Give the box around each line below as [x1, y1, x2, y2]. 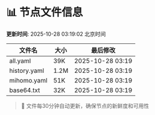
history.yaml [9, 66, 44, 75]
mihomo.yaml [9, 76, 48, 84]
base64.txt [9, 85, 40, 94]
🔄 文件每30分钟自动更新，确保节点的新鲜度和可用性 [21, 102, 150, 109]
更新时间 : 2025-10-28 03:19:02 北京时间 [6, 30, 106, 37]
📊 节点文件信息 [6, 5, 83, 19]
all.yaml [9, 57, 31, 65]
